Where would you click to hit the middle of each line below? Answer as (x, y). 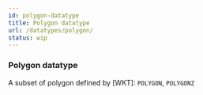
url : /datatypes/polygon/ (51, 30)
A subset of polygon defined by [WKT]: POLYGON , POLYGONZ (101, 82)
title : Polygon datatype (49, 23)
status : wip (28, 38)
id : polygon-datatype (44, 15)
